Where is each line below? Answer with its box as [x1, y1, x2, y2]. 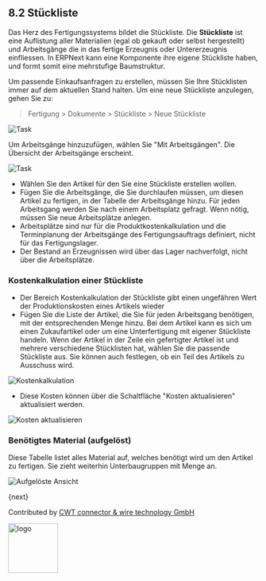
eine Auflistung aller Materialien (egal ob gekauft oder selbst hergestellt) [8, 36, 245, 45]
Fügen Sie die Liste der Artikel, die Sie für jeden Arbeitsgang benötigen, [19, 310, 255, 320]
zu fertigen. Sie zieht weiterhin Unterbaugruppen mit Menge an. [8, 461, 217, 471]
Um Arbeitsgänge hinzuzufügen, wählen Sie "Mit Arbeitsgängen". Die [8, 139, 236, 149]
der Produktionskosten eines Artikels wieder [19, 301, 165, 311]
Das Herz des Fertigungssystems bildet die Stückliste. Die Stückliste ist [8, 27, 244, 37]
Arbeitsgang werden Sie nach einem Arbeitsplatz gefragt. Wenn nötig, [19, 204, 249, 214]
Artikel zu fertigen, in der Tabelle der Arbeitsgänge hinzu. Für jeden [19, 196, 241, 205]
